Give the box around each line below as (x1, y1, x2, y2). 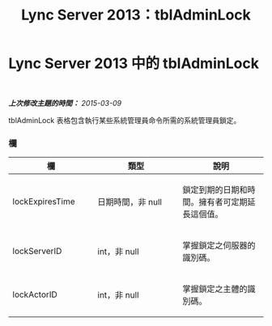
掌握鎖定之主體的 (182, 283, 249, 294)
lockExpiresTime (12, 196, 75, 207)
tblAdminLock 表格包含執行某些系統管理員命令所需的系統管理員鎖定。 (8, 115, 241, 125)
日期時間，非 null (97, 197, 162, 208)
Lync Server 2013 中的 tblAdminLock (8, 54, 259, 73)
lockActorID (12, 289, 58, 300)
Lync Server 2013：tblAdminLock (21, 6, 251, 24)
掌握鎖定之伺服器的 (182, 240, 257, 252)
